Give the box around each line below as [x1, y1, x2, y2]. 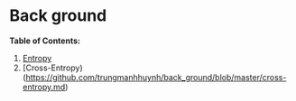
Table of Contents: [9, 35, 81, 46]
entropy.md [22, 81, 66, 92]
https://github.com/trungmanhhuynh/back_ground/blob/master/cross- [25, 71, 287, 82]
